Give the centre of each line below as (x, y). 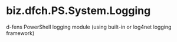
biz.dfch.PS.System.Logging (78, 11)
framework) (20, 33)
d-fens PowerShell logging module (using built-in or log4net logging (89, 27)
